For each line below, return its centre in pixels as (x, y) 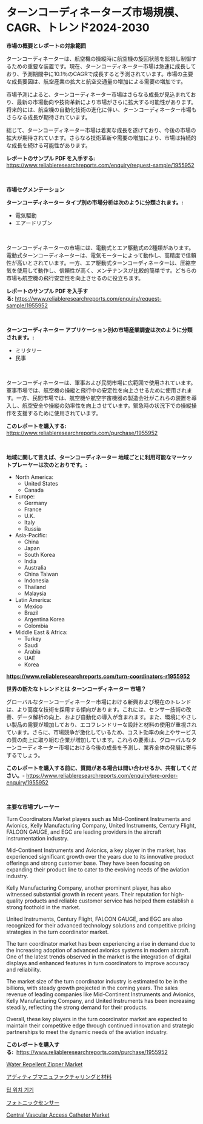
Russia (32, 529)
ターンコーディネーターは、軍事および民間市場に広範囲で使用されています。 (101, 382)
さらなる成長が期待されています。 (48, 117)
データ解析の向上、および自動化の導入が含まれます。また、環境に (99, 717)
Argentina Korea (44, 619)
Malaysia (35, 593)
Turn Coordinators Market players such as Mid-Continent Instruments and (98, 819)
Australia (35, 567)
